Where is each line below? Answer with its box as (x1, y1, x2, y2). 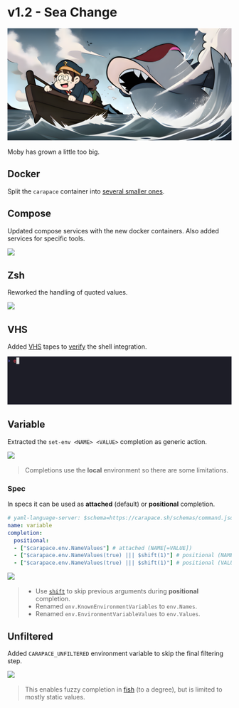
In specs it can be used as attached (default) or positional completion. (7, 500, 216, 509)
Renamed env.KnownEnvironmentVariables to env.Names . (35, 602, 198, 611)
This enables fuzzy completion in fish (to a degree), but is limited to (24, 685, 223, 694)
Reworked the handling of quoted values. (7, 288, 128, 297)
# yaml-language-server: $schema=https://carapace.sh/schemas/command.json (7, 514, 237, 522)
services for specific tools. (7, 234, 85, 243)
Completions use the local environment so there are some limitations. (24, 465, 229, 474)
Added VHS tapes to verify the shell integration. (7, 342, 147, 351)
